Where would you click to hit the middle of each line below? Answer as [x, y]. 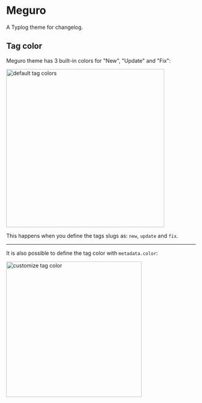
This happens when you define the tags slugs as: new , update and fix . [92, 236]
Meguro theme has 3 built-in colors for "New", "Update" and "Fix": [89, 60]
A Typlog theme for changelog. [44, 27]
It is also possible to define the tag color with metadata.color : [82, 253]
